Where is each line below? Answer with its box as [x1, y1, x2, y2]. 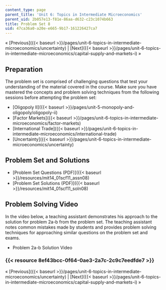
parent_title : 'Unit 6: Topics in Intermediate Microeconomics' [5, 12, 142, 17]
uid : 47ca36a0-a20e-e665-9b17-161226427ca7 [5, 26, 98, 31]
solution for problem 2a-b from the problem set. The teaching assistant [5, 219, 152, 225]
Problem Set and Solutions [5, 156, 90, 165]
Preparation [5, 65, 43, 73]
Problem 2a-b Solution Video [12, 244, 73, 250]
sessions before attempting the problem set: [5, 94, 97, 101]
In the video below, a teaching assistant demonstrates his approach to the [5, 213, 158, 219]
